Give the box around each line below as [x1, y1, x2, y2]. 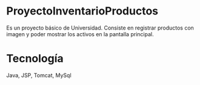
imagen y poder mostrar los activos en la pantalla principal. [6, 30, 154, 37]
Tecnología [6, 52, 64, 66]
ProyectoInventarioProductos [6, 4, 159, 18]
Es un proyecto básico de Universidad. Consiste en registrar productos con [6, 24, 194, 31]
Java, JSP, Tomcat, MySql [6, 71, 72, 79]
